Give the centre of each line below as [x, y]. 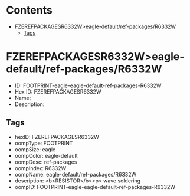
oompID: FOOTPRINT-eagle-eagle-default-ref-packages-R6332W [95, 187]
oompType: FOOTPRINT [44, 143]
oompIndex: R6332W [40, 168]
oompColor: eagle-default [46, 155]
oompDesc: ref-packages [46, 162]
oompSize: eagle [35, 149]
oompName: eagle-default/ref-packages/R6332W [76, 174]
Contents [30, 10]
